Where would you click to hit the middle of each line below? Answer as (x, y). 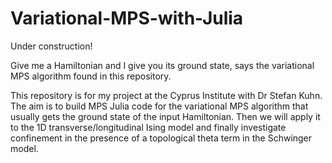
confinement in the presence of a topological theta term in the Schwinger (161, 138)
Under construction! (51, 46)
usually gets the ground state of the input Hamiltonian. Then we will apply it (165, 116)
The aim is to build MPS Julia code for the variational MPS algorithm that (159, 106)
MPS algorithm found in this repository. (91, 76)
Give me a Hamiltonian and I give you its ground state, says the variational (162, 65)
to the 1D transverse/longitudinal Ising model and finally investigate (148, 127)
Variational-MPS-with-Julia (127, 18)
